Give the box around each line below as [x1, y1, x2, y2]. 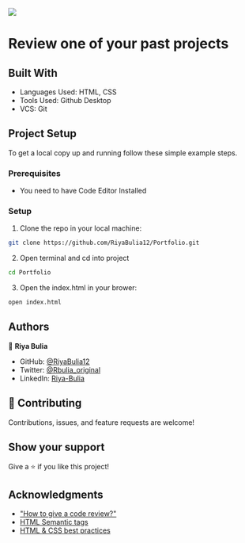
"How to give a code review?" [19, 509, 117, 518]
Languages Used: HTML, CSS [19, 87, 117, 97]
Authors [8, 320, 50, 334]
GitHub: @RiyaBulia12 [19, 357, 90, 366]
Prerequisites [8, 167, 61, 178]
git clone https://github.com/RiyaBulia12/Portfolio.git [8, 239, 200, 247]
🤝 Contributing [8, 396, 82, 410]
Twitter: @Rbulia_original [19, 365, 101, 374]
